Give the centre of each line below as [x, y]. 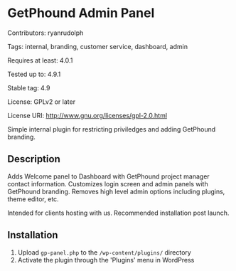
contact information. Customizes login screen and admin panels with [108, 184]
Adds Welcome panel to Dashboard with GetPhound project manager [108, 176]
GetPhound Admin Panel [81, 13]
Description [34, 159]
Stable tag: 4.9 [29, 87]
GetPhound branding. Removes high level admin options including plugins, [116, 191]
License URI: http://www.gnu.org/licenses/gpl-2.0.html [87, 115]
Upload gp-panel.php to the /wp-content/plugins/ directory [104, 252]
